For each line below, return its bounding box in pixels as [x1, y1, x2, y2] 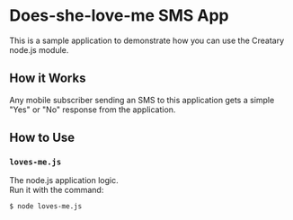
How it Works [9, 71, 86, 86]
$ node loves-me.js [9, 202, 83, 211]
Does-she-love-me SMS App [9, 5, 229, 26]
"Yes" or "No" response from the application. [9, 104, 176, 115]
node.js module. [9, 44, 69, 55]
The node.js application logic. [9, 175, 119, 186]
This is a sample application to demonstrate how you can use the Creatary [9, 35, 285, 46]
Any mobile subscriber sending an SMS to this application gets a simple [9, 94, 275, 105]
